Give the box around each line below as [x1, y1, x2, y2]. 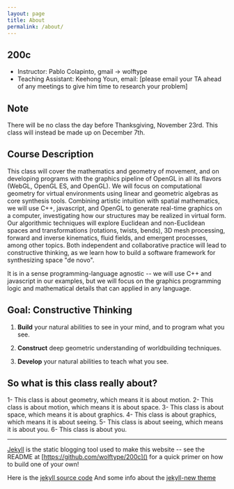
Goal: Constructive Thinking [7, 304, 132, 316]
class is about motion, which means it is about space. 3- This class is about [7, 403, 224, 412]
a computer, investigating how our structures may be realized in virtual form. [7, 211, 226, 219]
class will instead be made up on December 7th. [7, 128, 146, 137]
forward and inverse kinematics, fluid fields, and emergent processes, [7, 233, 208, 242]
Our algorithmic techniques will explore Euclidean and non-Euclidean [7, 219, 205, 227]
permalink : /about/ [7, 23, 64, 30]
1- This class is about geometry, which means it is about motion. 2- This [7, 396, 214, 404]
